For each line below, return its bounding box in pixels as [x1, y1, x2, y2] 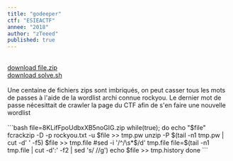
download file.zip [7, 64, 58, 72]
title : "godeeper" [7, 10, 62, 18]
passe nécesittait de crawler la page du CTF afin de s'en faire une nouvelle [7, 101, 227, 109]
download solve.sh [7, 71, 62, 80]
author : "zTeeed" [7, 30, 59, 37]
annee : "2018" [7, 23, 50, 30]
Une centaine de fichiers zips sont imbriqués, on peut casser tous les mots [7, 86, 226, 95]
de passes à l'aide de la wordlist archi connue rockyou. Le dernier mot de [7, 93, 222, 102]
